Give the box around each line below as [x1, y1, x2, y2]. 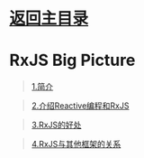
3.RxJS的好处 [31, 119, 82, 131]
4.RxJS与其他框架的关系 [31, 139, 121, 150]
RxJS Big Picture [9, 51, 136, 70]
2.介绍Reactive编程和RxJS [31, 100, 130, 111]
